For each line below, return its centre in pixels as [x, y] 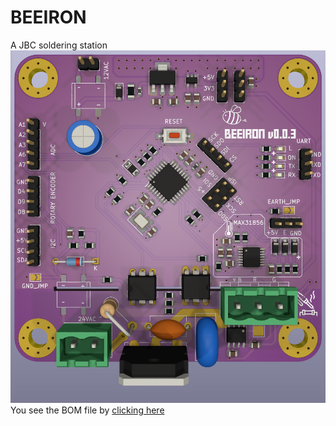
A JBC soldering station [59, 45]
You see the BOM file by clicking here [87, 410]
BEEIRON [48, 17]
